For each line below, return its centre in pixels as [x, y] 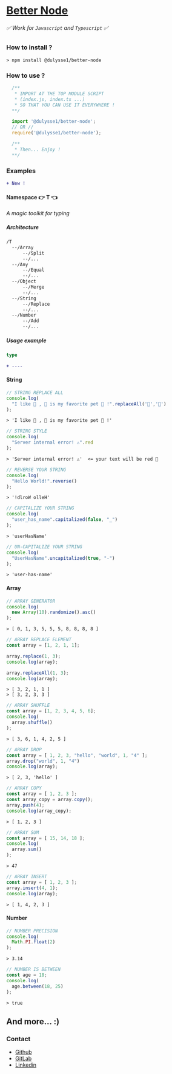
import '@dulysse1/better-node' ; [54, 122]
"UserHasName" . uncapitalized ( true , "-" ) [63, 558]
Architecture [23, 227]
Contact [18, 1039]
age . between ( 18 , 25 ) [38, 986]
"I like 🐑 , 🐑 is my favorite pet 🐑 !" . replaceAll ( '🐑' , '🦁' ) [89, 404]
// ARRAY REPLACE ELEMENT [39, 640]
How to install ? [29, 47]
